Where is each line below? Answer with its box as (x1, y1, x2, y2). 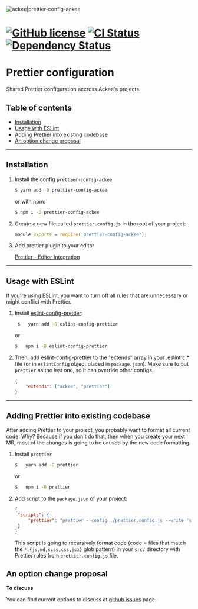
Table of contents (6, 102, 72, 112)
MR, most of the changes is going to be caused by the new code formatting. (6, 439, 191, 446)
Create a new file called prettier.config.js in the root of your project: (14, 220, 186, 227)
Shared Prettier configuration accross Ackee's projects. (6, 86, 141, 93)
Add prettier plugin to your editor (14, 242, 95, 249)
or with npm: (14, 198, 46, 205)
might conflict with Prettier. (6, 298, 72, 305)
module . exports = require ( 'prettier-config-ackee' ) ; (14, 231, 147, 237)
